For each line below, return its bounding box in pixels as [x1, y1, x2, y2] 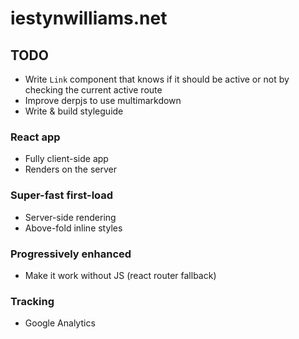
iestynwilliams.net [10, 7, 168, 30]
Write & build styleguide [24, 105, 124, 117]
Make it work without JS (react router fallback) [24, 269, 217, 281]
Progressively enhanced [10, 247, 132, 261]
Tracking [10, 294, 55, 308]
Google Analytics [24, 317, 96, 329]
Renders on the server [24, 163, 117, 176]
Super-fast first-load [10, 188, 114, 202]
